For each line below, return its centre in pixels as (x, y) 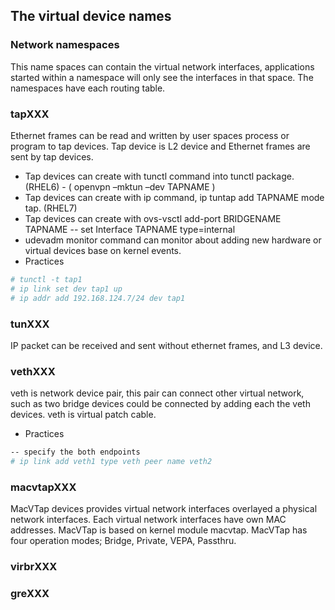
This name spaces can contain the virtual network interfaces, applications (162, 66)
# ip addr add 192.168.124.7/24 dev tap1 (98, 298)
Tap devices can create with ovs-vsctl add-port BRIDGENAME (153, 218)
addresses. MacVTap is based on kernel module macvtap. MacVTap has (159, 530)
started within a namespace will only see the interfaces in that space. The (162, 77)
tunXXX (30, 324)
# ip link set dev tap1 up (66, 289)
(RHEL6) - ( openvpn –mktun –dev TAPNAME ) (120, 186)
